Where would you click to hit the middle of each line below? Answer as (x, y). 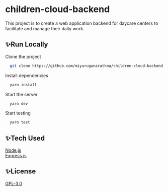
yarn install (23, 85)
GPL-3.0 (14, 183)
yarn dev (19, 104)
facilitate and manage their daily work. (45, 28)
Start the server (21, 94)
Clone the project (23, 56)
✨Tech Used (25, 138)
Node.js (13, 150)
